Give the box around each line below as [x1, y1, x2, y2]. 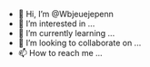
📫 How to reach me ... [17, 48, 103, 58]
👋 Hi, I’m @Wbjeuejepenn [17, 9, 114, 19]
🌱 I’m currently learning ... [17, 28, 115, 38]
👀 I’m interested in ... [17, 18, 95, 29]
